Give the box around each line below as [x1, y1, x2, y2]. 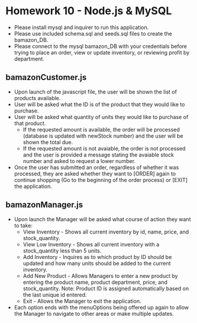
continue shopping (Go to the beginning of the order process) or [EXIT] [14, 176, 188, 183]
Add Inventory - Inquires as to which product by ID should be [22, 253, 172, 260]
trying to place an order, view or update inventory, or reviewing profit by [14, 49, 190, 56]
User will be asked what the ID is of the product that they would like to [14, 101, 185, 108]
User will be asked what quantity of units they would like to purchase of [14, 113, 189, 120]
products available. [14, 94, 61, 101]
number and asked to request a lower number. [22, 157, 136, 164]
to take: [14, 222, 33, 229]
